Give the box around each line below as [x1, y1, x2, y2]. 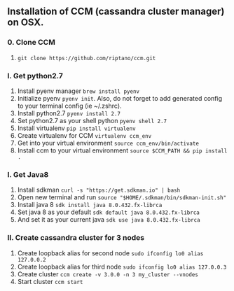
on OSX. [7, 17, 44, 29]
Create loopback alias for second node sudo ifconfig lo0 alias [17, 248, 204, 257]
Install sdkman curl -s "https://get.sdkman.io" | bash [17, 185, 181, 194]
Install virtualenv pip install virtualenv [17, 124, 136, 132]
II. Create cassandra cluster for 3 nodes [7, 233, 145, 243]
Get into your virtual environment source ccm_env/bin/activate [17, 139, 200, 147]
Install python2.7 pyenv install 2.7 [17, 108, 121, 118]
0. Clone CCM [7, 38, 56, 48]
